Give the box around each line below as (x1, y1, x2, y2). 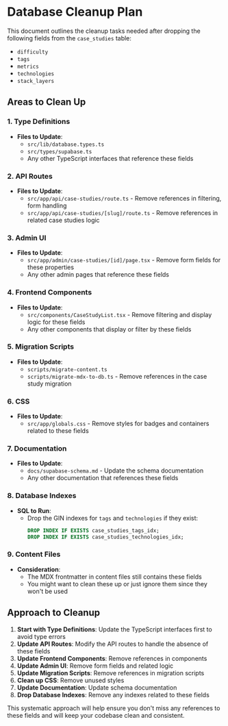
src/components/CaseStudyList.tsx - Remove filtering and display (27, 310, 212, 318)
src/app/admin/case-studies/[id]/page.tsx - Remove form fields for (27, 256, 221, 264)
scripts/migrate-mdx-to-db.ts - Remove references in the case (27, 372, 207, 380)
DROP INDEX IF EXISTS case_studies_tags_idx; (27, 527, 160, 534)
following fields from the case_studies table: (7, 34, 132, 42)
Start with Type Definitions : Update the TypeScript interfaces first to (16, 625, 212, 634)
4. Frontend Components (7, 288, 92, 297)
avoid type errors (16, 632, 66, 640)
